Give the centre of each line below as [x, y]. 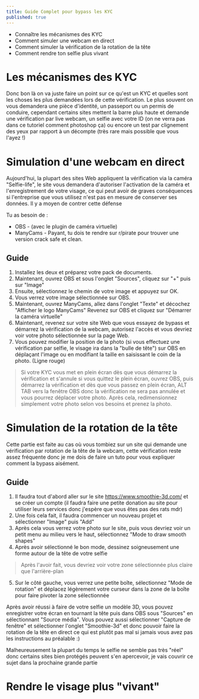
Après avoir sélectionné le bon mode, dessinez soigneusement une [97, 547]
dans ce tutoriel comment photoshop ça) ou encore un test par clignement [97, 125]
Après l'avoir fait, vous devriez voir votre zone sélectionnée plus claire [107, 565]
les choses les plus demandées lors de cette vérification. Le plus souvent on [100, 100]
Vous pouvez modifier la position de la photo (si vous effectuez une [97, 342]
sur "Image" [29, 285]
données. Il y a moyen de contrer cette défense [64, 203]
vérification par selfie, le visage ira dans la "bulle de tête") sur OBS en [100, 348]
